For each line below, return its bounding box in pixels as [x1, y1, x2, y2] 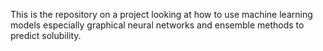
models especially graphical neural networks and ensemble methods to [10, 19, 305, 31]
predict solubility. [10, 30, 82, 41]
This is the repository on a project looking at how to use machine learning [10, 9, 313, 20]
